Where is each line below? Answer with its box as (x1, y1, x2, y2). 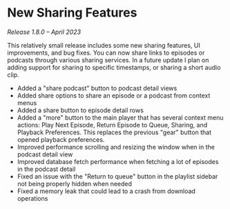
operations (17, 194, 48, 202)
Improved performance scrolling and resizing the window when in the (17, 143, 215, 151)
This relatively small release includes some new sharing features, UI (7, 41, 200, 49)
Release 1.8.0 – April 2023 (7, 28, 82, 36)
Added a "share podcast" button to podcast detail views (17, 84, 178, 92)
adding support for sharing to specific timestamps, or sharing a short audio (7, 63, 221, 71)
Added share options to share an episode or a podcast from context (17, 91, 211, 100)
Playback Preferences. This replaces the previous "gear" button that (17, 128, 212, 136)
